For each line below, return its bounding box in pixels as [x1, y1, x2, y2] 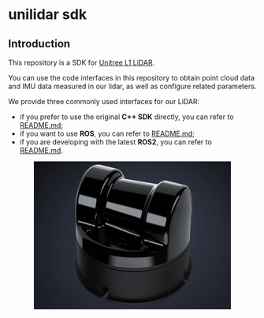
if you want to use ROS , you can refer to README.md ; [19, 129, 195, 138]
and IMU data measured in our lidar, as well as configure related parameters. [8, 81, 257, 91]
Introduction [8, 37, 71, 51]
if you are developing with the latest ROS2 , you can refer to [19, 137, 213, 147]
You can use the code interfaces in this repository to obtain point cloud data [8, 73, 255, 82]
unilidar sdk [8, 6, 87, 24]
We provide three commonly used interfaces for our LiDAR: [8, 97, 200, 106]
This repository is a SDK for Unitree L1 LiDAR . [8, 58, 155, 67]
